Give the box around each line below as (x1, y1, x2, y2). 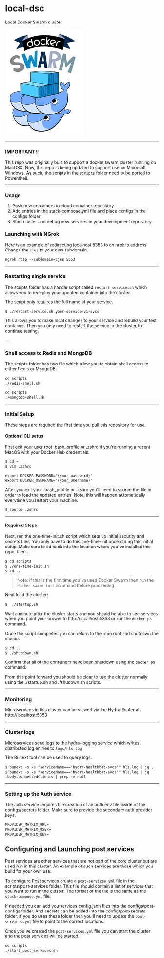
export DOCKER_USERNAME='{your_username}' (5, 478, 93, 483)
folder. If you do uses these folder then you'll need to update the (5, 913, 134, 919)
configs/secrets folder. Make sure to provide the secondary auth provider (5, 807, 153, 813)
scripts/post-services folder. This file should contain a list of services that (5, 883, 153, 889)
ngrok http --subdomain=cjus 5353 (5, 257, 76, 262)
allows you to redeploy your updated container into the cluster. (5, 289, 131, 295)
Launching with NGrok (5, 230, 60, 237)
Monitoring (5, 696, 32, 703)
